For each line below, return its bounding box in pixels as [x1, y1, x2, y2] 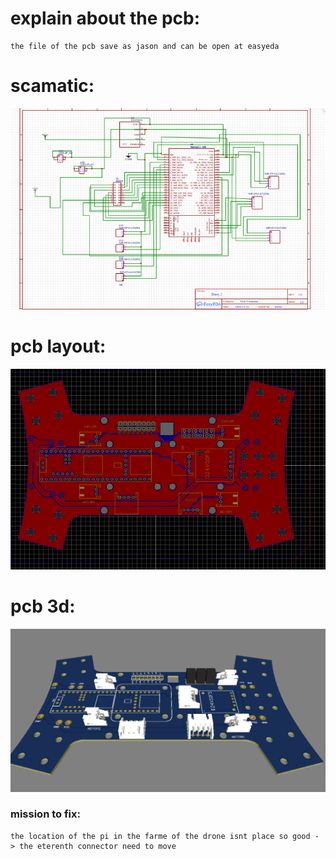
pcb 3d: [10, 595, 76, 618]
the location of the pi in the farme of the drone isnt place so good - [10, 831, 320, 841]
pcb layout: [10, 335, 107, 357]
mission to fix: [10, 807, 81, 821]
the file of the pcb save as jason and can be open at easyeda [10, 41, 280, 51]
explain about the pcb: [10, 7, 201, 30]
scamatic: [10, 75, 95, 97]
